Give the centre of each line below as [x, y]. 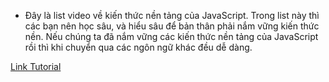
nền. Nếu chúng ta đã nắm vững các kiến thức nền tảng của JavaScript [171, 36]
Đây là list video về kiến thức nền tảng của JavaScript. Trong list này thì [172, 15]
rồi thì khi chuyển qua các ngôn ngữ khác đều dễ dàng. [138, 47]
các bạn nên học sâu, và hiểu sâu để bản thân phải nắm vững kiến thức [172, 26]
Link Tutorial [36, 66]
